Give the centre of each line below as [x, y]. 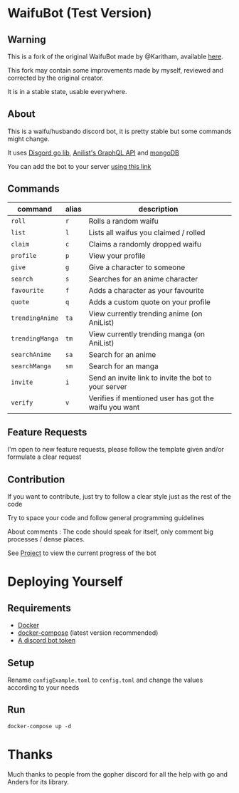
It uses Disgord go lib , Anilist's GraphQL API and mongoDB [94, 152]
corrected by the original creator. [56, 78]
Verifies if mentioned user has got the [152, 398]
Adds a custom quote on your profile [150, 302]
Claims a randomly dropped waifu [145, 244]
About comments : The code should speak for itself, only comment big [110, 532]
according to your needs [43, 688]
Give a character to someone [137, 267]
